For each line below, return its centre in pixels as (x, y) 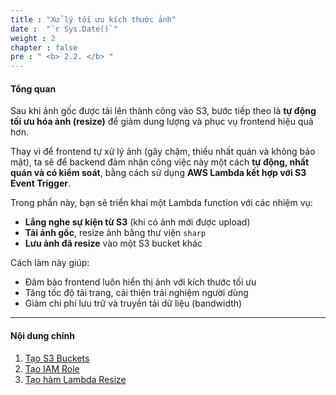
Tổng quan (33, 88)
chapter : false (44, 47)
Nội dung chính (42, 335)
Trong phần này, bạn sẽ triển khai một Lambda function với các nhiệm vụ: (161, 203)
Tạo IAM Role (52, 368)
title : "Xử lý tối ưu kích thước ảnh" (93, 19)
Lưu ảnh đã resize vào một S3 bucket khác (113, 243)
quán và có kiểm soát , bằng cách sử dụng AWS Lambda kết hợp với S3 (158, 173)
